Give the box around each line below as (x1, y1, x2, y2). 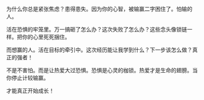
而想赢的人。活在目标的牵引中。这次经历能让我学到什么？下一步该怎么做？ (6, 46, 192, 53)
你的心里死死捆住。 (22, 33, 70, 41)
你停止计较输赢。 (6, 75, 49, 81)
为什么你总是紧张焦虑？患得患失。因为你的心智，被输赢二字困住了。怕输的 (6, 5, 192, 12)
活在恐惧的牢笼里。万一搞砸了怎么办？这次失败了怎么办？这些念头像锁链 (6, 26, 187, 33)
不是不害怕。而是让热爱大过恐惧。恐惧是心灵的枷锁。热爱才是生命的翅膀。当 (6, 67, 198, 74)
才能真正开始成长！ (6, 87, 55, 94)
